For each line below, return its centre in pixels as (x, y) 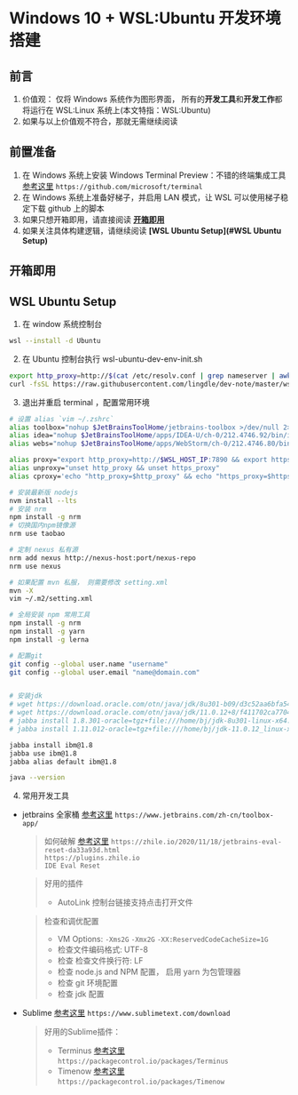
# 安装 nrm (28, 509)
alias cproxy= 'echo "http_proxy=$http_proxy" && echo (111, 476)
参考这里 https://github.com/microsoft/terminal (112, 186)
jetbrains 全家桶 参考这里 (67, 815)
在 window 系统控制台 (62, 324)
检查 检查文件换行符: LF (100, 961)
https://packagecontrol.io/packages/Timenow (141, 1082)
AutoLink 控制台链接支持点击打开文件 (125, 902)
